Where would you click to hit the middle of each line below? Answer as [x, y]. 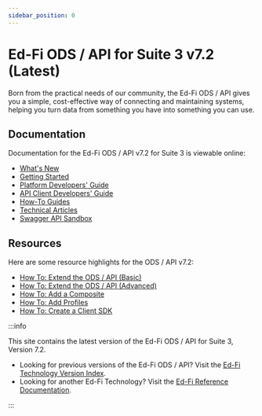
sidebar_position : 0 [42, 15]
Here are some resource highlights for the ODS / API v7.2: [101, 262]
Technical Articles [49, 210]
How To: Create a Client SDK [66, 311]
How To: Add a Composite [62, 294]
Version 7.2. [27, 350]
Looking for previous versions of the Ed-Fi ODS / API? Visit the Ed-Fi [130, 365]
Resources [35, 243]
